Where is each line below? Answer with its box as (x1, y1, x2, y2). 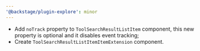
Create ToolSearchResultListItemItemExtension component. (14, 38, 164, 45)
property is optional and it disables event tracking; (14, 31, 139, 39)
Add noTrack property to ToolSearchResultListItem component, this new (14, 25, 195, 32)
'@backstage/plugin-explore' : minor (5, 8, 98, 15)
